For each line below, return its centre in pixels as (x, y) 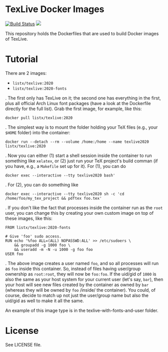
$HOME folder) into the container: (38, 132)
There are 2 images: (26, 73)
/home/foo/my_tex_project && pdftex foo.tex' (53, 198)
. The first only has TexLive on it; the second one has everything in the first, (83, 98)
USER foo (14, 254)
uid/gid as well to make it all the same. (45, 301)
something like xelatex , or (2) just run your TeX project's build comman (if (81, 161)
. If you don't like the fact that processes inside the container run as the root (84, 208)
